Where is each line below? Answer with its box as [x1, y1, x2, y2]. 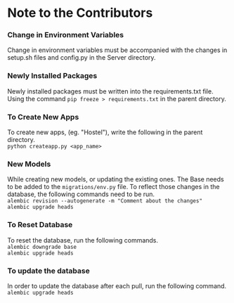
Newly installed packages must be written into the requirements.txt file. [7, 86, 214, 96]
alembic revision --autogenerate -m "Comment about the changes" [7, 198, 202, 205]
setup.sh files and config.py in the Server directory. [7, 53, 156, 62]
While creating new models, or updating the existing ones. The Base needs [7, 175, 224, 183]
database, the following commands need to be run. [7, 190, 155, 198]
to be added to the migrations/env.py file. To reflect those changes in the [7, 183, 220, 191]
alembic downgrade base [7, 243, 77, 250]
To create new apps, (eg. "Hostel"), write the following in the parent [7, 128, 203, 136]
